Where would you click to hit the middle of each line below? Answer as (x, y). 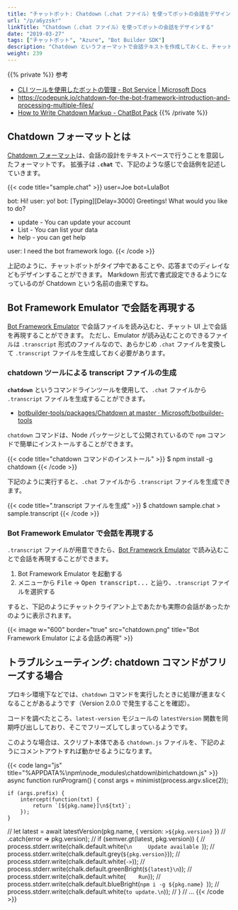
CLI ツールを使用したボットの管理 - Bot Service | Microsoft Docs (112, 89)
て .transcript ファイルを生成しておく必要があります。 (88, 353)
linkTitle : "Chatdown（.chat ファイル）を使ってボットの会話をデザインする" (111, 27)
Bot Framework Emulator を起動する (70, 574)
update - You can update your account (74, 222)
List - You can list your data (57, 229)
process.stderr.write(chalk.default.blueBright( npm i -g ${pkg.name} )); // (113, 884)
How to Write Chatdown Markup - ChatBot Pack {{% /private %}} (113, 112)
